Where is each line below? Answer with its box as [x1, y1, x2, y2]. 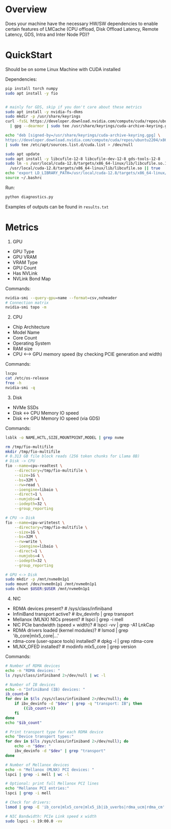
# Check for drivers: [5, 800, 51, 805]
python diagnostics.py [5, 194, 53, 199]
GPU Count [12, 264, 37, 271]
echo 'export [5, 170, 33, 176]
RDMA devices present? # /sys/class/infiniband [12, 606, 112, 612]
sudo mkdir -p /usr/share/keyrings [5, 114, 81, 119]
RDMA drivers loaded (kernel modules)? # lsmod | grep [12, 628, 129, 634]
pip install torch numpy [5, 86, 58, 91]
